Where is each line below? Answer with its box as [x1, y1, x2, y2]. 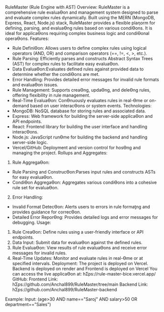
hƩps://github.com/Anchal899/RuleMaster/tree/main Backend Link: [12, 281, 148, 287]
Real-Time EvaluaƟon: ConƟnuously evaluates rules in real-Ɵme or [12, 98, 148, 103]
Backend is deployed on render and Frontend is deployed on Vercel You [12, 266, 158, 272]
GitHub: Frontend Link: [12, 276, 58, 282]
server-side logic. [12, 139, 48, 145]
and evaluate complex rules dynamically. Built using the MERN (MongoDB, [5, 15, 156, 20]
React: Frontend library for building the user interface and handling [12, 124, 147, 130]
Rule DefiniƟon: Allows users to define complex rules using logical [12, 45, 147, 51]
